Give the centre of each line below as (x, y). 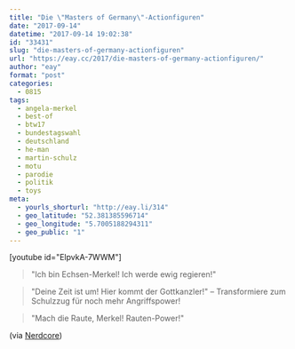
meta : (19, 199)
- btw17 (32, 125)
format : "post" (37, 75)
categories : (31, 83)
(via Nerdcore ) (36, 336)
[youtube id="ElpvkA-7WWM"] (65, 258)
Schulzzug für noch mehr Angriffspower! (106, 301)
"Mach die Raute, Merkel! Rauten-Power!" (108, 318)
